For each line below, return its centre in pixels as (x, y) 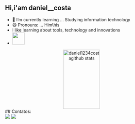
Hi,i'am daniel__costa (38, 8)
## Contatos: (18, 111)
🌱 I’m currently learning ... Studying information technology (71, 19)
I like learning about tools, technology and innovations (66, 30)
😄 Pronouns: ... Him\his (36, 25)
